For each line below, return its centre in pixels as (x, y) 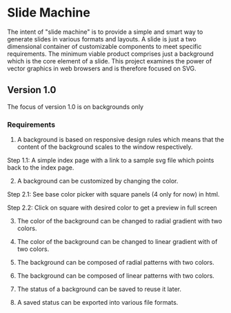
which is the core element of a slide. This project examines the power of (110, 61)
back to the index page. (41, 168)
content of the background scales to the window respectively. (105, 147)
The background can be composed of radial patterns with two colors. (116, 263)
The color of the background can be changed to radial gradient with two (120, 221)
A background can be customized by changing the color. (98, 181)
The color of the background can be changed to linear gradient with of (117, 242)
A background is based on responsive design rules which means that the (121, 140)
